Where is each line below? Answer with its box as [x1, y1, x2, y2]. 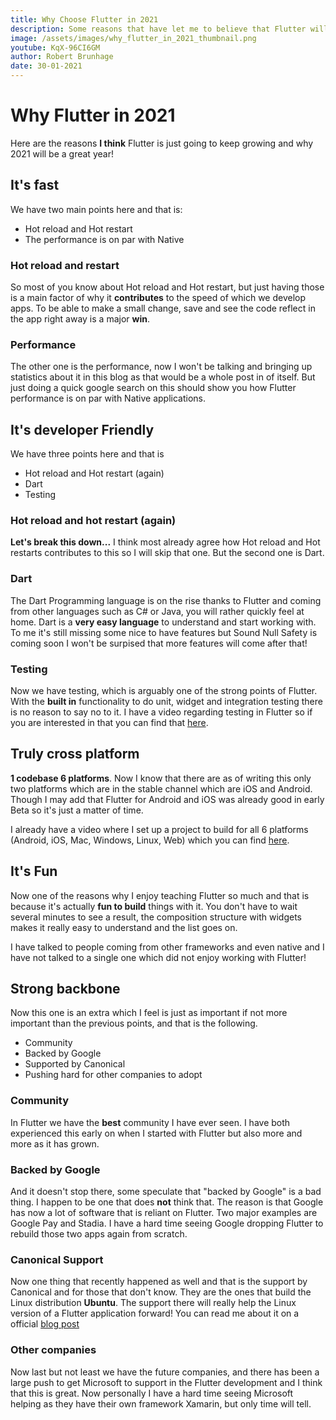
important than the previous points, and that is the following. [10, 1017, 258, 1030]
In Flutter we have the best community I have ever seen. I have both [10, 1116, 291, 1128]
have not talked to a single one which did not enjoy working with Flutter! [10, 951, 307, 963]
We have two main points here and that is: [10, 203, 183, 215]
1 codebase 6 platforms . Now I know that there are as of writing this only [10, 772, 312, 784]
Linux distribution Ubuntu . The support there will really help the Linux [10, 1297, 297, 1309]
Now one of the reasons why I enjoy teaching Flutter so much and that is [10, 889, 310, 901]
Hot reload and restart [10, 258, 120, 272]
